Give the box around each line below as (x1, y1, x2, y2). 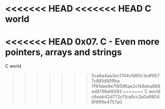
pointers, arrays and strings (5, 47, 122, 58)
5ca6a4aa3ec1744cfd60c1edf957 (91, 73, 160, 79)
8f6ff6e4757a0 (91, 99, 122, 105)
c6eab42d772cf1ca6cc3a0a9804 (91, 94, 160, 100)
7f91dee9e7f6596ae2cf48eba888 (91, 83, 161, 89)
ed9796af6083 (91, 89, 122, 95)
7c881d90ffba (91, 78, 120, 84)
